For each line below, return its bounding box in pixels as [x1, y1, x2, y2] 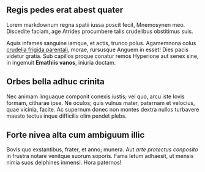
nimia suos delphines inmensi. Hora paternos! [6, 159, 122, 167]
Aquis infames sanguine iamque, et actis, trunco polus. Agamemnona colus [6, 39, 196, 46]
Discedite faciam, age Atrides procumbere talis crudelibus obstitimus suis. [6, 27, 194, 35]
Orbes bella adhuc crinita [6, 76, 105, 87]
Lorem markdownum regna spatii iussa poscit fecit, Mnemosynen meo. [6, 21, 185, 28]
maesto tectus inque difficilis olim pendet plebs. [6, 112, 127, 120]
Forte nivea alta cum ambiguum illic [6, 130, 145, 140]
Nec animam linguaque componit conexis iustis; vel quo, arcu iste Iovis [6, 93, 185, 100]
